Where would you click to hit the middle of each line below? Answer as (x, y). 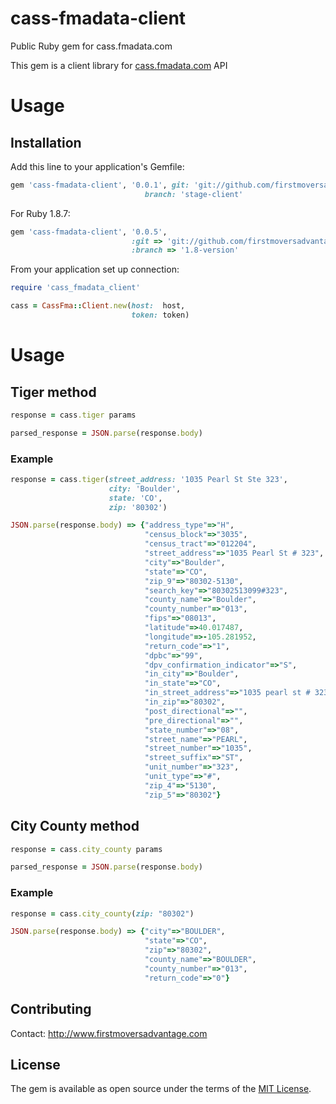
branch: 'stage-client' (194, 194)
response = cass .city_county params (86, 849)
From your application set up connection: (95, 269)
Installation (46, 142)
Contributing (51, 1009)
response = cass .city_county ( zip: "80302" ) (102, 913)
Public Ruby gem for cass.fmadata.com (91, 46)
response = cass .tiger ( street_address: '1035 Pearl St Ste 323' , (149, 479)
